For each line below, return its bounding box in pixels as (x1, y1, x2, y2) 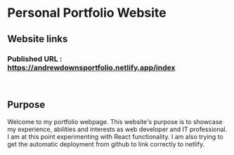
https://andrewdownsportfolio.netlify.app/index (7, 62, 176, 72)
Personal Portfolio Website (7, 5, 167, 21)
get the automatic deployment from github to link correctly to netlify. (7, 140, 205, 148)
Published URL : (7, 54, 63, 64)
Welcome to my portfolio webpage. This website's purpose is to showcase (7, 117, 223, 126)
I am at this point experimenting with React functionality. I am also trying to (7, 132, 223, 141)
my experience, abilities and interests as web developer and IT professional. (7, 125, 228, 133)
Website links (7, 33, 68, 45)
